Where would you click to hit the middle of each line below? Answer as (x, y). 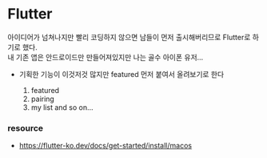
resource (26, 128)
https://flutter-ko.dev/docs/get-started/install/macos (106, 146)
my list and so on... (62, 107)
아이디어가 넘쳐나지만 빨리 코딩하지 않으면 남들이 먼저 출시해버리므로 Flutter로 (129, 37)
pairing (43, 99)
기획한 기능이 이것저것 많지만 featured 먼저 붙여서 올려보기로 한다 (122, 74)
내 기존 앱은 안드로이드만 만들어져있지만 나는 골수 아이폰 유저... (106, 57)
